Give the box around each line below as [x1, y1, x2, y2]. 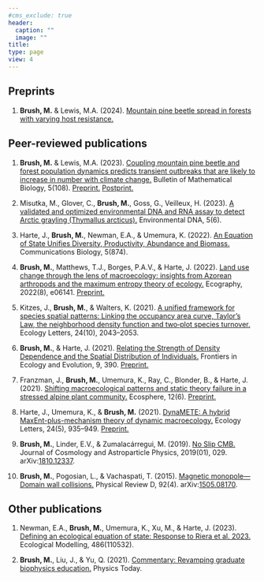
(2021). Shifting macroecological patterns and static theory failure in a [19, 383, 247, 393]
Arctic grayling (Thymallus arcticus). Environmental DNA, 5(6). [19, 214, 222, 225]
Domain [19, 479, 46, 489]
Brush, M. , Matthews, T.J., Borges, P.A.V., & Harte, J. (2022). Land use [19, 262, 250, 272]
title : [8, 41, 30, 49]
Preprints [8, 84, 55, 99]
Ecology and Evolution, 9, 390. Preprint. [19, 359, 149, 369]
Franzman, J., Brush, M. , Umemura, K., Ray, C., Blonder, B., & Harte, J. [19, 375, 248, 385]
